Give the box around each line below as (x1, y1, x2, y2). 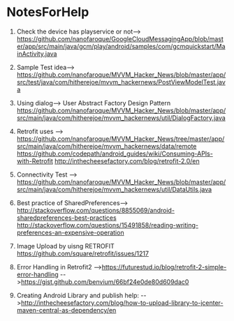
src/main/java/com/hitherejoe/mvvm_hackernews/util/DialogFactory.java (16, 113, 226, 122)
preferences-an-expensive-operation (16, 228, 124, 237)
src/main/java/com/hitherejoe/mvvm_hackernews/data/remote (16, 142, 197, 150)
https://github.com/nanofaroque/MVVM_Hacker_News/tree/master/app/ (16, 134, 225, 143)
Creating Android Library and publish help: (16, 291, 140, 299)
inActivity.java (16, 50, 57, 58)
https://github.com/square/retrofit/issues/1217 (16, 249, 149, 257)
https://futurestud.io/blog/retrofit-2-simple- (101, 262, 227, 271)
